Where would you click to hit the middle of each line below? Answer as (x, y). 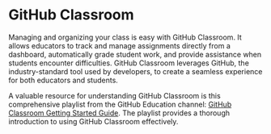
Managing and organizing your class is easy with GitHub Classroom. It (125, 37)
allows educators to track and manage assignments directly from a (119, 45)
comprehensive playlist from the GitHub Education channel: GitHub (120, 104)
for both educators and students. (64, 80)
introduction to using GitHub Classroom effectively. (93, 121)
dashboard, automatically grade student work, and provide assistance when (135, 54)
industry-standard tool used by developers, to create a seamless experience (135, 71)
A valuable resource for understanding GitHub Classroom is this (114, 95)
